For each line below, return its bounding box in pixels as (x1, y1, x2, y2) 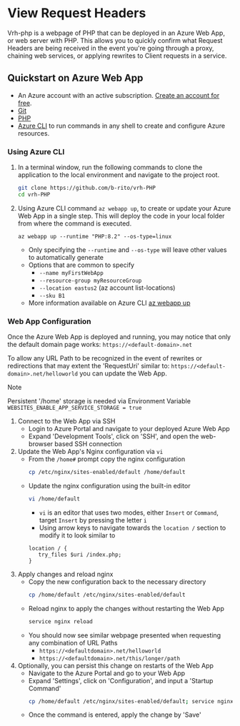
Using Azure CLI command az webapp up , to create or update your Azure (17, 203, 231, 212)
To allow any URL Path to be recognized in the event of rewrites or (7, 354, 202, 363)
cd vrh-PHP (17, 191, 51, 198)
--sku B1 (39, 292, 66, 299)
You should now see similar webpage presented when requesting (28, 630, 221, 640)
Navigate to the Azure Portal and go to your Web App (28, 669, 186, 677)
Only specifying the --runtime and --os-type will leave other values (28, 245, 227, 254)
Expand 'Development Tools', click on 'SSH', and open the (28, 432, 199, 440)
